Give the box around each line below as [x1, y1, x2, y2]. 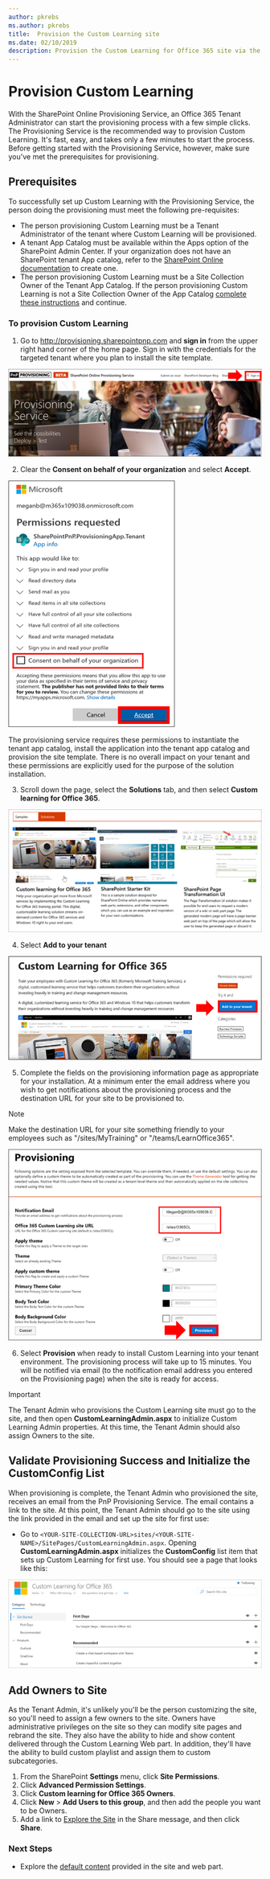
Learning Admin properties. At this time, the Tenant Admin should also [8, 1422, 241, 1432]
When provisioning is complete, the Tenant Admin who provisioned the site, [8, 1488, 259, 1498]
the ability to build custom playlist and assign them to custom [8, 1748, 211, 1758]
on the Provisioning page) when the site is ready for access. [19, 1374, 219, 1384]
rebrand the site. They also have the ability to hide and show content [8, 1730, 235, 1741]
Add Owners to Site [8, 1684, 108, 1697]
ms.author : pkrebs [8, 21, 70, 30]
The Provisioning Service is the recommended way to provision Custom [8, 126, 245, 136]
